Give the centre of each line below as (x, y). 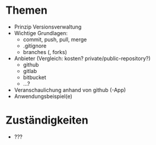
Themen (27, 10)
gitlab (30, 71)
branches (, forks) (45, 52)
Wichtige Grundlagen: (41, 33)
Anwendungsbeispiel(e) (43, 96)
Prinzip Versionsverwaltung (48, 27)
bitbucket (35, 77)
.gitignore (35, 46)
